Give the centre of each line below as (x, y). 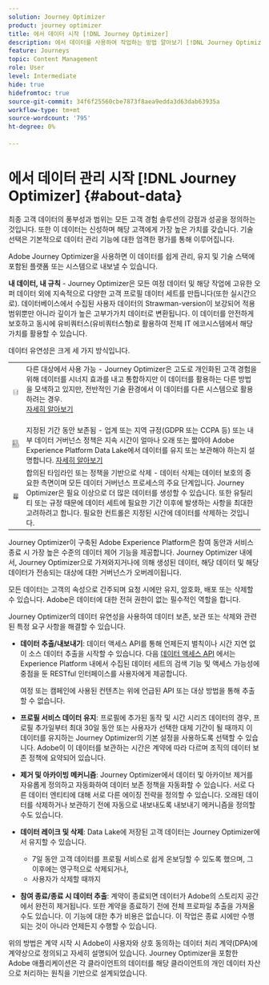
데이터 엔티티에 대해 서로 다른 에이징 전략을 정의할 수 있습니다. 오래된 (136, 794)
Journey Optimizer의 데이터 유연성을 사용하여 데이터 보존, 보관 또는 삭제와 (125, 616)
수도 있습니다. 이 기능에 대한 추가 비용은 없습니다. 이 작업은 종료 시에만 (130, 916)
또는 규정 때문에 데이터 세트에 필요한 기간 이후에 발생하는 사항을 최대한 (144, 503)
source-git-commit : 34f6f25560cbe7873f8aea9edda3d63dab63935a (114, 101)
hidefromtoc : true (39, 93)
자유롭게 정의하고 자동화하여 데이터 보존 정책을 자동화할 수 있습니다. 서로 (133, 785)
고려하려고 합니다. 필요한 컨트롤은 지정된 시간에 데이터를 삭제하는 (127, 513)
